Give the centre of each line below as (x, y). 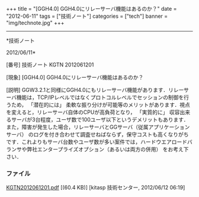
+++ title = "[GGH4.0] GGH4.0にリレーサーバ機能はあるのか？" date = (92, 9)
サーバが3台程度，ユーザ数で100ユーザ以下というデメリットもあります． (100, 120)
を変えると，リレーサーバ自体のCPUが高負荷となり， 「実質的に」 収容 (93, 112)
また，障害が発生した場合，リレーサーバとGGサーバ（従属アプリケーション (98, 127)
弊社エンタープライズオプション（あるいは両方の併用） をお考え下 (107, 149)
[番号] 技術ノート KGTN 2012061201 (50, 65)
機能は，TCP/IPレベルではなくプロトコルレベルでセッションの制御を (100, 97)
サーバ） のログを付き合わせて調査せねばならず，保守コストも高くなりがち (97, 134)
